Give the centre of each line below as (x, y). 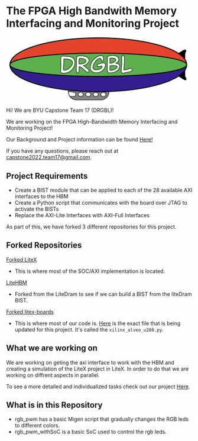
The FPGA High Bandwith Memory (92, 11)
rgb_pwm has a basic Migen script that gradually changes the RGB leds (102, 419)
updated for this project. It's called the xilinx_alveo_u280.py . (89, 329)
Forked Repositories (44, 245)
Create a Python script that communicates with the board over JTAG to (101, 203)
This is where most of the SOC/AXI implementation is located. (90, 271)
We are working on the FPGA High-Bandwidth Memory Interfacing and (92, 122)
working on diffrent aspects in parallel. (53, 375)
